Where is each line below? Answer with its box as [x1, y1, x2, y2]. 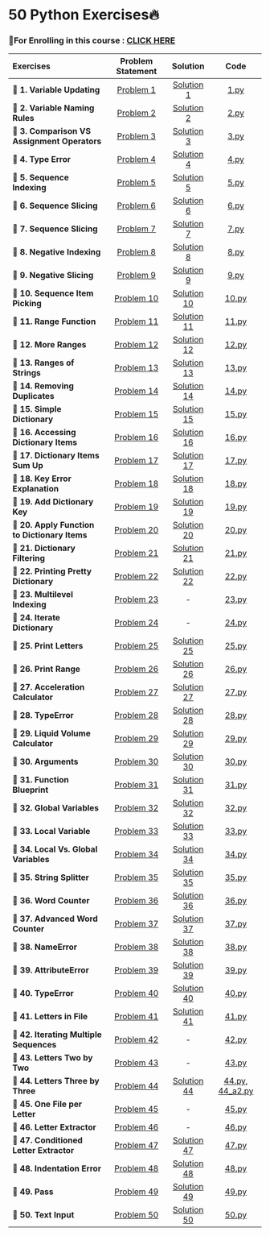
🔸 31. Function [12, 774, 70, 786]
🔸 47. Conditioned [12, 1134, 83, 1146]
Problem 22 [114, 570, 159, 582]
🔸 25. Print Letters [12, 641, 84, 652]
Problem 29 [114, 733, 159, 745]
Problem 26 [114, 663, 159, 674]
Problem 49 [114, 1186, 159, 1197]
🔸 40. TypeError [12, 988, 74, 999]
